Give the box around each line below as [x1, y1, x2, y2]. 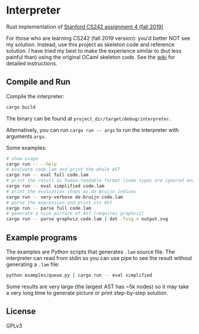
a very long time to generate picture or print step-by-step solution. [6, 289, 168, 296]
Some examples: [6, 144, 47, 151]
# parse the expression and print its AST [6, 200, 113, 205]
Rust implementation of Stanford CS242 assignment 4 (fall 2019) [6, 23, 164, 30]
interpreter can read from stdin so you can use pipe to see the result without [6, 254, 192, 261]
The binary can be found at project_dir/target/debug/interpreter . [6, 115, 171, 122]
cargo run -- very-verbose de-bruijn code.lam [6, 194, 123, 200]
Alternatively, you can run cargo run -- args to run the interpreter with [6, 126, 179, 133]
